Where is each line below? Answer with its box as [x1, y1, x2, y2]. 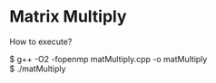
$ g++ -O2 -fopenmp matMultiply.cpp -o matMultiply [9, 53, 208, 64]
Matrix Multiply [9, 6, 127, 27]
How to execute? [9, 36, 73, 47]
